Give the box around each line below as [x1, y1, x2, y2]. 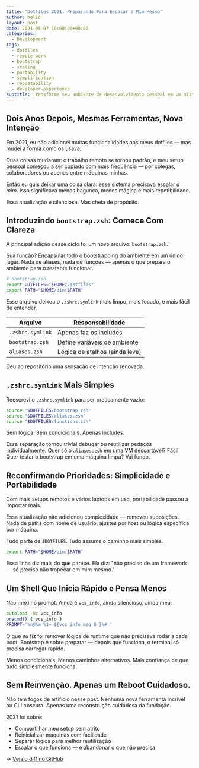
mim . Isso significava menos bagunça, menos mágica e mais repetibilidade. [6, 187, 191, 194]
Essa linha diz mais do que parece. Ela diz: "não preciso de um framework [6, 560, 187, 567]
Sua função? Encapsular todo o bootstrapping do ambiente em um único [6, 252, 184, 259]
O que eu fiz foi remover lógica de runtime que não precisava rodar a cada [6, 632, 188, 639]
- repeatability [11, 81, 52, 87]
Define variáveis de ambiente [57, 338, 139, 346]
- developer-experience [11, 86, 70, 92]
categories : [6, 31, 36, 37]
